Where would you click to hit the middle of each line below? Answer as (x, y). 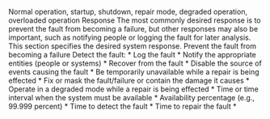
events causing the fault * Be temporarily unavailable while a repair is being (134, 72)
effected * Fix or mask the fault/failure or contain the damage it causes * (129, 81)
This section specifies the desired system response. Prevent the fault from (133, 46)
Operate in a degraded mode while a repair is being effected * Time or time (133, 89)
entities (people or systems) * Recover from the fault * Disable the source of (135, 63)
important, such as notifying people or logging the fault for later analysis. (130, 37)
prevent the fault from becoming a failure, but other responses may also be (133, 29)
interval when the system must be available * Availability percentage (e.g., (131, 98)
